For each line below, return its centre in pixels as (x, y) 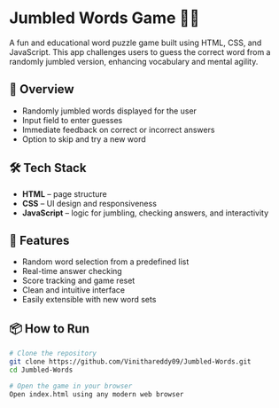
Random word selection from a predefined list (105, 262)
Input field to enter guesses (72, 120)
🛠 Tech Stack (48, 168)
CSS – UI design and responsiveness (89, 203)
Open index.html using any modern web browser (97, 394)
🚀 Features (39, 240)
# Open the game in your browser (71, 386)
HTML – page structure (65, 193)
